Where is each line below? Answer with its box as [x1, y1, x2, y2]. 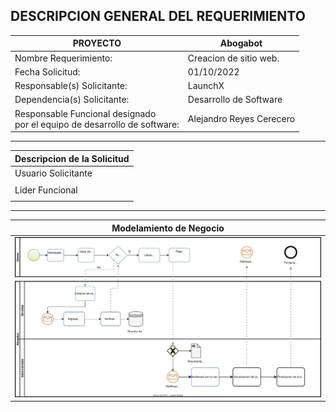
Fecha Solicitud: [14, 65, 81, 78]
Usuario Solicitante [14, 167, 93, 179]
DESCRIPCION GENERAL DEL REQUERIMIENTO [10, 8, 306, 25]
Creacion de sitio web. [187, 52, 280, 64]
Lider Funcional [14, 184, 78, 196]
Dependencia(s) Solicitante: [14, 94, 130, 106]
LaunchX [187, 80, 225, 92]
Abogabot [219, 37, 263, 49]
